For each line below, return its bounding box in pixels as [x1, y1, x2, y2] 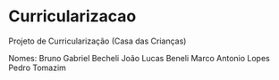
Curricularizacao [8, 6, 137, 27]
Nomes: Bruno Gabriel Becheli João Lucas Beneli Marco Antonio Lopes [8, 52, 270, 63]
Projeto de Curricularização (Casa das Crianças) [8, 36, 187, 46]
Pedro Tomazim [8, 62, 66, 73]
